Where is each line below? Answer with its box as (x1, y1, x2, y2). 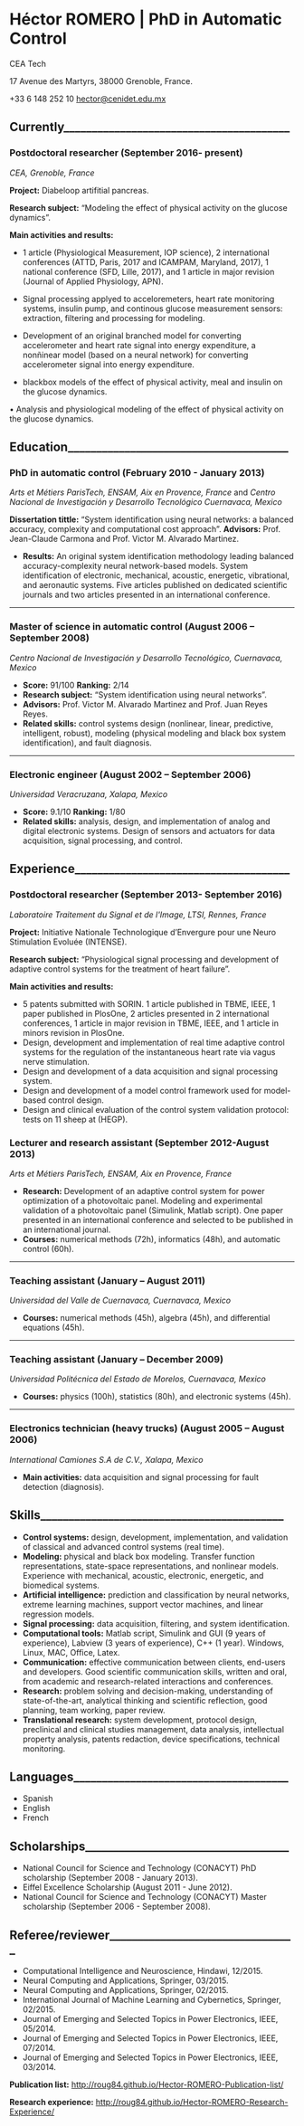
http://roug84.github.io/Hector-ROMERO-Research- (95, 2097, 289, 2108)
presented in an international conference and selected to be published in (22, 1214, 294, 1225)
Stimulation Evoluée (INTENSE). (9, 936, 128, 947)
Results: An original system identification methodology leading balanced (22, 551, 294, 562)
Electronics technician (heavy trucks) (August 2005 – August (9, 1422, 285, 1435)
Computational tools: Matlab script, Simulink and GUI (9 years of (22, 1628, 266, 1638)
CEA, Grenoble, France (9, 167, 95, 178)
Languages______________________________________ (9, 1769, 290, 1784)
